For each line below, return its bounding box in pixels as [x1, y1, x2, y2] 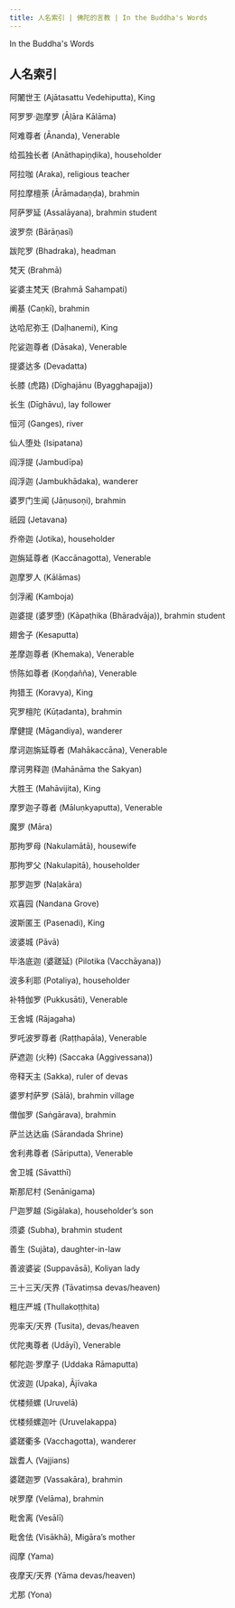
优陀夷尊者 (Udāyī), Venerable [9, 1340, 121, 1351]
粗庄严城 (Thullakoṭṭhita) [9, 1302, 100, 1313]
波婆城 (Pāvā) [9, 937, 61, 948]
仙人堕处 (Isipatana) [9, 437, 83, 448]
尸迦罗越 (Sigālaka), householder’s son [9, 1205, 154, 1216]
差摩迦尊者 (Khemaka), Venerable [9, 649, 135, 659]
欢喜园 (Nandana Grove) [9, 898, 99, 909]
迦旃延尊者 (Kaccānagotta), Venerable [9, 553, 152, 564]
